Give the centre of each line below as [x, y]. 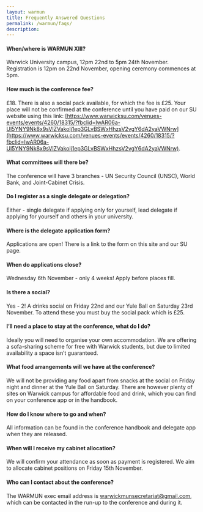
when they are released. [37, 434]
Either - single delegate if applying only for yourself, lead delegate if [92, 210]
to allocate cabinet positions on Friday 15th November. [75, 468]
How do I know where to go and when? [56, 414]
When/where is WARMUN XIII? [46, 48]
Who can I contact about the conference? [60, 482]
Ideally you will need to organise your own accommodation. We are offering [102, 339]
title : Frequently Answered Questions [56, 18]
